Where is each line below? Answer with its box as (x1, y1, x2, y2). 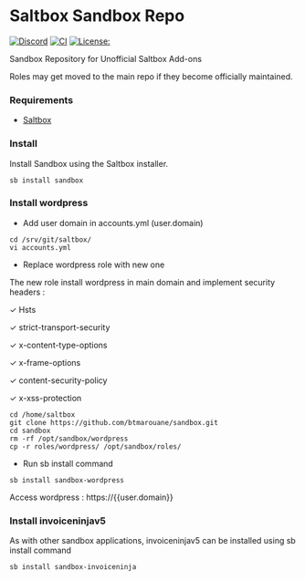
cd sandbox (9, 426, 51, 435)
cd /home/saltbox (9, 410, 76, 420)
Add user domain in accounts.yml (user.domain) (22, 217, 204, 228)
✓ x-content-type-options (9, 339, 108, 350)
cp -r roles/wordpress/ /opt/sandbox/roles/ (9, 441, 182, 451)
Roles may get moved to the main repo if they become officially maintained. (9, 70, 294, 82)
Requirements (9, 93, 74, 106)
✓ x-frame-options (9, 357, 81, 368)
